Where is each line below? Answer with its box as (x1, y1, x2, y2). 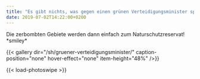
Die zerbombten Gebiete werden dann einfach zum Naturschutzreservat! (6, 30, 185, 37)
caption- (136, 48, 157, 55)
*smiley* (6, 37, 28, 44)
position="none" (6, 55, 46, 62)
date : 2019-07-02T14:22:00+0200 (6, 14, 86, 20)
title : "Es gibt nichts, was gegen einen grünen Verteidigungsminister (6, 8, 187, 15)
